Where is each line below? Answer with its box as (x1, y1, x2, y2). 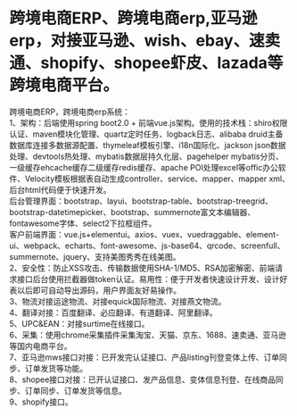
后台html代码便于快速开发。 (9, 184, 111, 195)
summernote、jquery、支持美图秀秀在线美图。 (9, 251, 181, 262)
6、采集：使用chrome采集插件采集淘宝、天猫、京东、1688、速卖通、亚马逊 (9, 329, 287, 340)
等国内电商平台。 (9, 340, 72, 351)
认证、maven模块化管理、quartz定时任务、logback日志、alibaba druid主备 (9, 129, 284, 139)
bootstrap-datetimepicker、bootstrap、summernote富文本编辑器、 (9, 206, 256, 217)
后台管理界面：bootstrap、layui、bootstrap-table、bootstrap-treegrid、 (9, 196, 274, 206)
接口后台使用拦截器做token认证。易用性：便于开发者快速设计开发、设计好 (16, 273, 288, 284)
